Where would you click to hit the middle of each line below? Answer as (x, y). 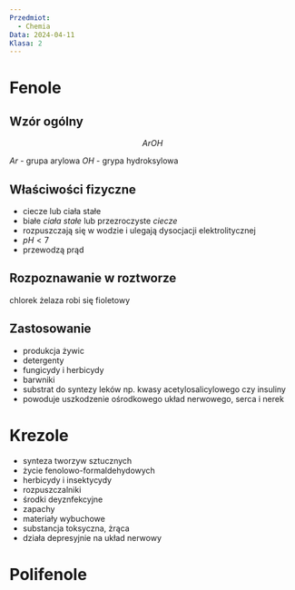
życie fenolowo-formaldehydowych (89, 470)
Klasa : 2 (26, 43)
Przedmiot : (30, 18)
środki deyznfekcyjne (63, 499)
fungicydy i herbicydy (63, 369)
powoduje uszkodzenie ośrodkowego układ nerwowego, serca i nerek (153, 398)
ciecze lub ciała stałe (62, 211)
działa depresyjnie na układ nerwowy (92, 537)
